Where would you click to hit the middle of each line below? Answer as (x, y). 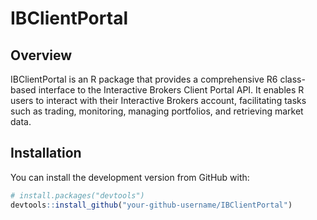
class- (292, 79)
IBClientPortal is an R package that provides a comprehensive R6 (144, 79)
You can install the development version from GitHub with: (130, 177)
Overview (41, 55)
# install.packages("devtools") (77, 195)
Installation (46, 153)
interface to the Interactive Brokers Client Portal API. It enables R (171, 90)
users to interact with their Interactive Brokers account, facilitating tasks (158, 100)
